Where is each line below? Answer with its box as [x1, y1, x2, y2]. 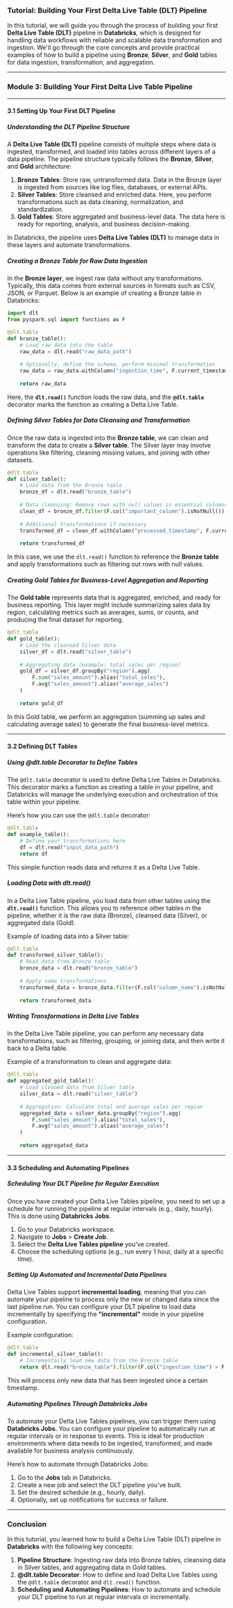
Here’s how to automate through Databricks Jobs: [7, 1459, 149, 1468]
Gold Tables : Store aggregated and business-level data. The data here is [17, 212, 225, 221]
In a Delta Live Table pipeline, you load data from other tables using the [7, 896, 211, 904]
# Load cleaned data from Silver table [19, 1084, 135, 1091]
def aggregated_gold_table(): [7, 1078, 95, 1085]
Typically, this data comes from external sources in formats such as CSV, [7, 282, 216, 290]
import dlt [7, 310, 39, 317]
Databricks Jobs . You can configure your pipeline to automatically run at [7, 1424, 216, 1432]
